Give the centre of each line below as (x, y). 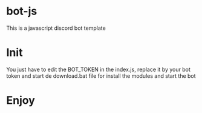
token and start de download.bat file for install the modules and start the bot (101, 76)
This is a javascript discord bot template (56, 28)
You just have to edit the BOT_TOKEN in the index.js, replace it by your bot (98, 69)
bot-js (22, 11)
